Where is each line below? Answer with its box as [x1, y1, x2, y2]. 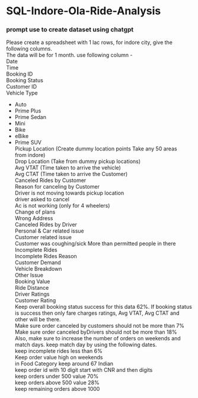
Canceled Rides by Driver [14, 221, 77, 228]
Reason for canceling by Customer [14, 183, 100, 190]
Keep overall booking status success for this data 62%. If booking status [14, 303, 193, 311]
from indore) [14, 152, 46, 159]
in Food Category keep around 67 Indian [14, 360, 114, 367]
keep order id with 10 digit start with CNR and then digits [14, 366, 153, 374]
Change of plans [14, 208, 56, 215]
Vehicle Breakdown [14, 265, 62, 272]
